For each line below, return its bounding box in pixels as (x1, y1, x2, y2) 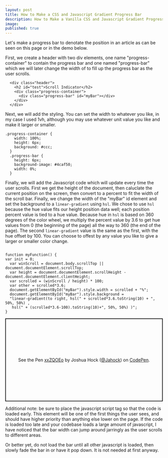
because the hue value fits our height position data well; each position (5, 206, 150, 212)
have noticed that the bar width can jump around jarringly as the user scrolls (5, 427, 162, 433)
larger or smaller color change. (5, 239, 69, 245)
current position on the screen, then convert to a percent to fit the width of (5, 190, 159, 196)
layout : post (5, 7, 32, 13)
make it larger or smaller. (5, 122, 56, 128)
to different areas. (5, 432, 42, 438)
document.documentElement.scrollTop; (5, 266, 84, 271)
